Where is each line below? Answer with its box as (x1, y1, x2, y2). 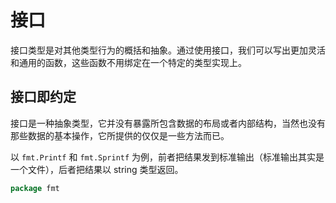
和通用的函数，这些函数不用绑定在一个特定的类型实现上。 (10, 56, 247, 68)
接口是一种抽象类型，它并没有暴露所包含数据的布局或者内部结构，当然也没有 (10, 117, 326, 129)
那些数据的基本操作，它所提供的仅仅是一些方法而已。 (10, 129, 230, 141)
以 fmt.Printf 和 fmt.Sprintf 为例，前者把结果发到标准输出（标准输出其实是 (10, 151, 325, 163)
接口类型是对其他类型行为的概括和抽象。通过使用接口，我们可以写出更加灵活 (10, 44, 326, 56)
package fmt (10, 183, 60, 193)
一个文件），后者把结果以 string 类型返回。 (10, 163, 184, 175)
